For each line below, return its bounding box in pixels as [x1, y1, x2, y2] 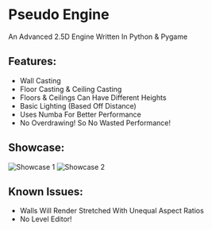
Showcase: [8, 141, 65, 155]
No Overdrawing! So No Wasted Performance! [19, 117, 171, 128]
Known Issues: [8, 185, 83, 198]
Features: [8, 55, 57, 68]
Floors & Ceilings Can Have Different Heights [19, 93, 167, 102]
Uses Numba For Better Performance [19, 109, 141, 119]
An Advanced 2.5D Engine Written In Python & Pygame [8, 32, 188, 41]
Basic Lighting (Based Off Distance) [19, 101, 137, 110]
